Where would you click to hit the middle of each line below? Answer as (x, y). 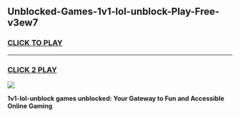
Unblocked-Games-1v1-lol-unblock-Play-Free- (114, 12)
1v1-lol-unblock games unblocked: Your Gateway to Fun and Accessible (116, 98)
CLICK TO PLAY (35, 43)
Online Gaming (30, 106)
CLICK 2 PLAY (32, 69)
